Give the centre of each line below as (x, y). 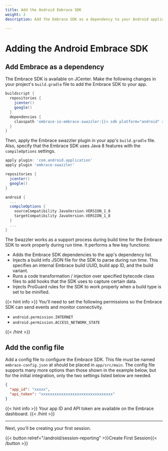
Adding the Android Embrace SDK (77, 48)
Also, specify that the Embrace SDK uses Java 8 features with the (73, 146)
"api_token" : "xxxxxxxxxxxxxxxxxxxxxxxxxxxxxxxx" (62, 394)
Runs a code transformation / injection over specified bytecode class (83, 276)
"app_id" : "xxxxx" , (30, 390)
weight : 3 (15, 15)
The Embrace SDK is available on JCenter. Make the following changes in (81, 79)
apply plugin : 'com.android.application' (49, 160)
